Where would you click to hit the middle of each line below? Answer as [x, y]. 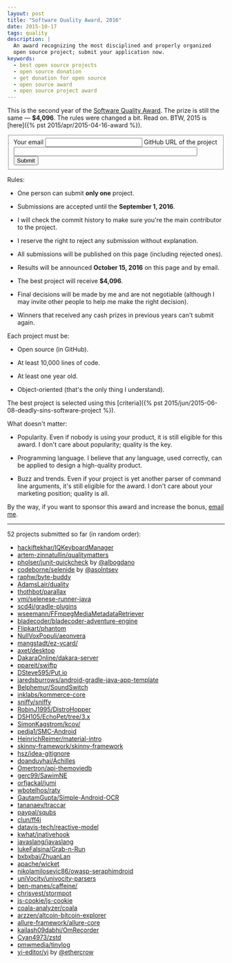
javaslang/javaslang [45, 841]
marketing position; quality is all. [63, 493]
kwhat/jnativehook [43, 834]
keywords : [21, 59]
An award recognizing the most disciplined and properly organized [113, 46]
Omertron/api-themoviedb [54, 768]
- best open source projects [55, 65]
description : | [29, 39]
